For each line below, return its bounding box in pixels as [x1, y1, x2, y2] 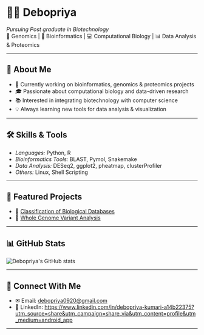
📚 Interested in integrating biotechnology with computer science [15, 97, 178, 104]
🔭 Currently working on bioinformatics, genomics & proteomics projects [15, 80, 194, 88]
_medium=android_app [15, 316, 73, 323]
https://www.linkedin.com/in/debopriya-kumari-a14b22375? [44, 303, 194, 311]
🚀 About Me [6, 64, 52, 75]
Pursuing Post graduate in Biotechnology [6, 26, 109, 33]
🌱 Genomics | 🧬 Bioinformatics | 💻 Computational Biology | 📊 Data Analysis [6, 32, 197, 40]
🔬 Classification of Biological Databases [15, 208, 115, 215]
